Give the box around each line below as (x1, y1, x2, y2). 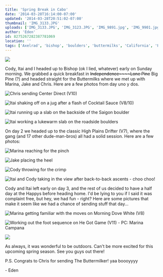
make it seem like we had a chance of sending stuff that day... (5, 201, 129, 207)
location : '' (5, 39, 32, 44)
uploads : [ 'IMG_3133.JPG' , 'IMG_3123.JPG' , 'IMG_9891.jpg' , (5, 25, 130, 30)
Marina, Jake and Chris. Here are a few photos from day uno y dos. (5, 81, 139, 87)
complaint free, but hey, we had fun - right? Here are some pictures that (5, 196, 149, 201)
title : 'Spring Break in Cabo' (5, 7, 68, 12)
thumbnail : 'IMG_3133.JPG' (5, 20, 60, 26)
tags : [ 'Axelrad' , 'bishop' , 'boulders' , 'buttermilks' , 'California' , (5, 43, 153, 48)
